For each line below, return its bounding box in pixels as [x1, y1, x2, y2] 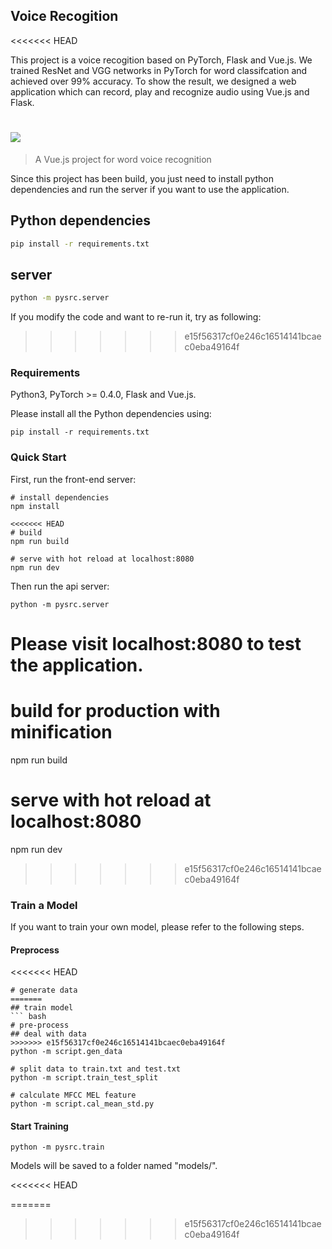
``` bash [10, 1012, 47, 1022]
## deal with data [10, 1029, 87, 1039]
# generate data [10, 985, 78, 996]
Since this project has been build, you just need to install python [10, 172, 274, 184]
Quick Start [10, 450, 67, 464]
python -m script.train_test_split [10, 1073, 159, 1083]
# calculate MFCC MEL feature [10, 1090, 137, 1101]
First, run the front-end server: [10, 473, 137, 485]
